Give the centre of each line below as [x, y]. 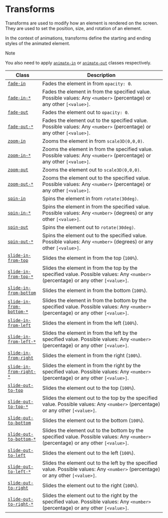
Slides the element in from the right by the [91, 365]
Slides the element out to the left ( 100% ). [89, 452]
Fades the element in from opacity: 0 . [87, 83]
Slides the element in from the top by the [90, 267]
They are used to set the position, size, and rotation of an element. [73, 28]
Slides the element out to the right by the [90, 495]
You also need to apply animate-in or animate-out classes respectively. [78, 62]
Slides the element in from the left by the [90, 332]
